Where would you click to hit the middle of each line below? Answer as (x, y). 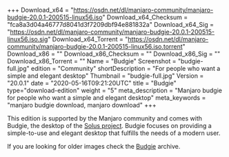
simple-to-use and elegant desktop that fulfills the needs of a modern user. (114, 133)
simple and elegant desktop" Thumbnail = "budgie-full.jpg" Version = (106, 76)
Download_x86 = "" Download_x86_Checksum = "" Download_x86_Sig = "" (114, 54)
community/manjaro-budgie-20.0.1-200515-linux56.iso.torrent (95, 46)
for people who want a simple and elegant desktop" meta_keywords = (107, 98)
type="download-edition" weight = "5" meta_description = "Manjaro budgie (115, 90)
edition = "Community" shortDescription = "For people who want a (126, 69)
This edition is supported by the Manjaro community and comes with (104, 118)
